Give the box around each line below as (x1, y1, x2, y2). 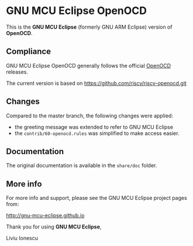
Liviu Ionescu (6, 235, 39, 242)
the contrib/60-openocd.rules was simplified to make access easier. (14, 130, 180, 137)
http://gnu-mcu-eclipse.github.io (6, 212, 85, 219)
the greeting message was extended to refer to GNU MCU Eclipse (14, 123, 174, 130)
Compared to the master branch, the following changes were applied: (6, 112, 174, 119)
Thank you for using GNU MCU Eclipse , (6, 223, 102, 230)
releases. (6, 68, 28, 75)
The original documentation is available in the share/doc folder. (6, 162, 157, 169)
